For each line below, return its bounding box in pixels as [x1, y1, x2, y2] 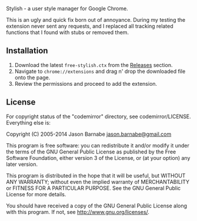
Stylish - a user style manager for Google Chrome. [6, 5, 128, 12]
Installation [6, 46, 48, 56]
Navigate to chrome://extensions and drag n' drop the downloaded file [14, 68, 186, 75]
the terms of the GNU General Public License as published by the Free [6, 148, 176, 155]
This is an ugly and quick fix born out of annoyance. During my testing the [6, 16, 186, 23]
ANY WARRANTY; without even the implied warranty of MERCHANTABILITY [6, 178, 190, 185]
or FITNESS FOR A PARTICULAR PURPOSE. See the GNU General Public [6, 185, 181, 192]
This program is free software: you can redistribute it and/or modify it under [6, 142, 189, 149]
